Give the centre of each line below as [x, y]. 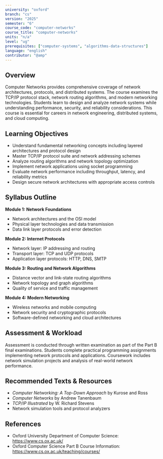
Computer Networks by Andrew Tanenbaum [57, 398]
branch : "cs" [18, 14]
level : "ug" [17, 42]
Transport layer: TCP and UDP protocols [53, 253]
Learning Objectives [37, 134]
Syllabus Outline [31, 198]
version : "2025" [22, 19]
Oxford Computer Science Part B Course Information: [66, 446]
